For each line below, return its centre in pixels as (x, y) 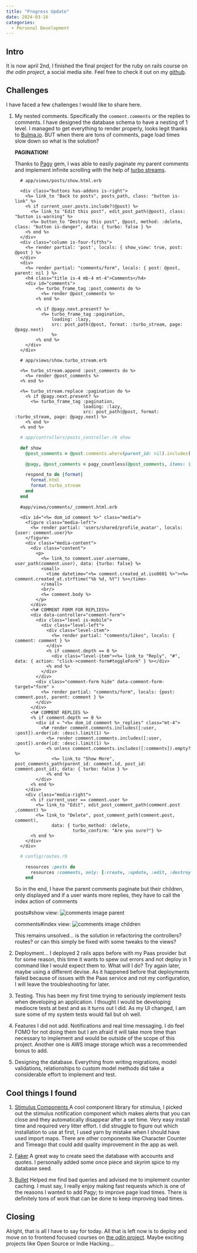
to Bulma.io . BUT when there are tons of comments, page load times (97, 134)
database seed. (33, 1168)
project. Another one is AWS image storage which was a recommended (101, 1045)
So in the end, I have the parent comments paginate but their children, (99, 889)
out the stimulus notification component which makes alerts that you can (102, 1113)
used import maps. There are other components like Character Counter (100, 1139)
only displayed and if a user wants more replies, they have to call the (97, 895)
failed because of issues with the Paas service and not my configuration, (102, 978)
